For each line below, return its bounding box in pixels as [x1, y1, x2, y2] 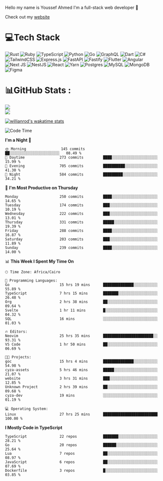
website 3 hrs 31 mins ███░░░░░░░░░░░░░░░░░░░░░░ [5, 376, 158, 381]
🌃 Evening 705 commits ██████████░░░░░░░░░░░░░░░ [5, 163, 158, 168]
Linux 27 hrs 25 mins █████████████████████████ [5, 411, 158, 417]
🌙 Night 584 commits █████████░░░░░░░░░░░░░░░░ [5, 172, 158, 177]
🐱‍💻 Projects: [5, 355, 32, 359]
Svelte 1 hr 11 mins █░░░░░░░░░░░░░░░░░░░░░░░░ [5, 308, 158, 313]
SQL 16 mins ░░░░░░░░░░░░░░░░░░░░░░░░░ [5, 316, 158, 321]
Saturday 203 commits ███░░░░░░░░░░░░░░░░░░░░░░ [5, 236, 158, 242]
